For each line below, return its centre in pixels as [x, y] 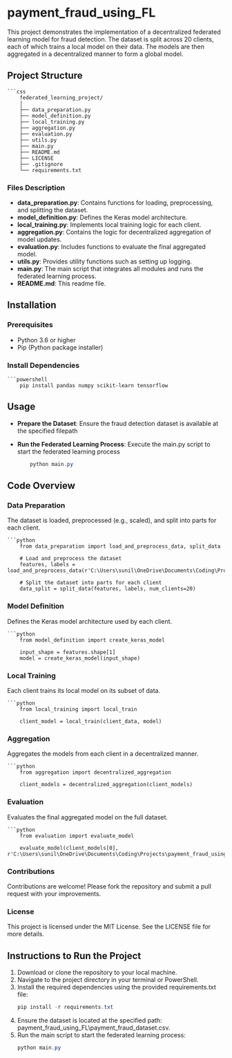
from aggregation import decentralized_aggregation [95, 772]
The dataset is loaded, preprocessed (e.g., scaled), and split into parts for [112, 521]
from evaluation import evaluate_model [77, 836]
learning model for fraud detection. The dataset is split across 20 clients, [110, 39]
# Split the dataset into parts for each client [91, 583]
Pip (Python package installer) [60, 347]
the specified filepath [47, 431]
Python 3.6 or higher [46, 340]
